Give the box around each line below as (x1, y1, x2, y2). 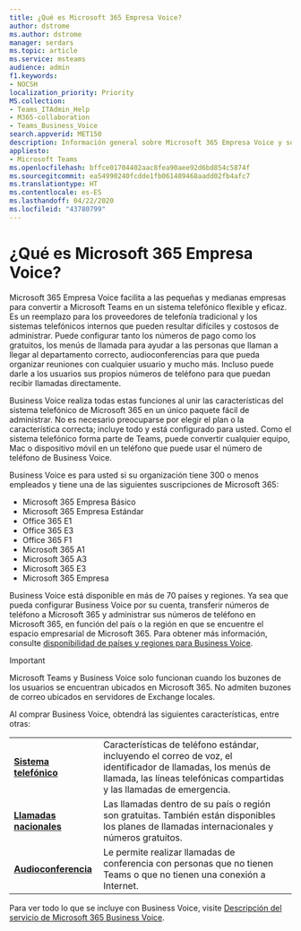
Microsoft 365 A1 (21, 544, 85, 555)
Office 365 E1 (21, 515, 73, 526)
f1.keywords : (9, 72, 58, 81)
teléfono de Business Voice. (9, 452, 112, 462)
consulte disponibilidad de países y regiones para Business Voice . (9, 637, 254, 648)
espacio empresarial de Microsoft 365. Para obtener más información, (9, 628, 268, 639)
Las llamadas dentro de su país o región (102, 797, 271, 810)
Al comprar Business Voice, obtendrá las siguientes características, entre (9, 709, 279, 720)
